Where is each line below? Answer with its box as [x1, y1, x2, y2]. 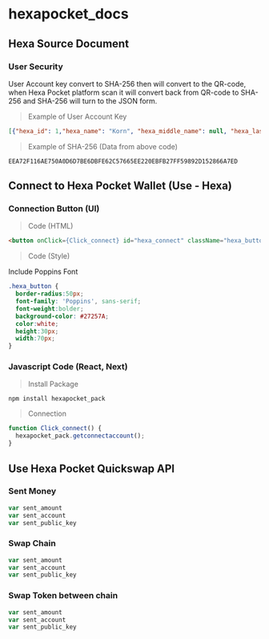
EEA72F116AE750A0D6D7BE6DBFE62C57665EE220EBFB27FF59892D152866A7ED [8, 157, 239, 165]
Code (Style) [27, 251, 70, 261]
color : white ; [15, 319, 59, 328]
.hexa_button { [8, 283, 59, 291]
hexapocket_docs [8, 5, 130, 23]
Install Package [27, 379, 78, 389]
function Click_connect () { [8, 425, 102, 433]
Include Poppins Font [8, 267, 78, 277]
